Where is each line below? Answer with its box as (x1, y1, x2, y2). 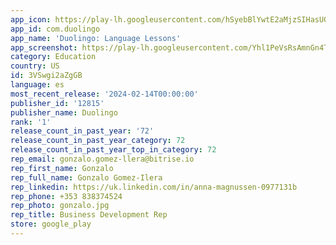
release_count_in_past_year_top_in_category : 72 (10, 145, 217, 155)
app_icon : (10, 14, 52, 25)
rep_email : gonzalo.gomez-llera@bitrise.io (10, 154, 195, 164)
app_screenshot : (10, 42, 78, 53)
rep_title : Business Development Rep (10, 210, 168, 220)
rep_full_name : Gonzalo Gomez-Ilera (10, 172, 163, 183)
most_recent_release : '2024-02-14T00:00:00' (10, 89, 199, 99)
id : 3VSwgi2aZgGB (10, 71, 83, 81)
